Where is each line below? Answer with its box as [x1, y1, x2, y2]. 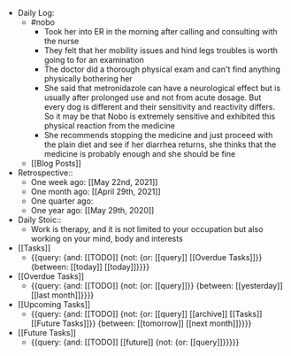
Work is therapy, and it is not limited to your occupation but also [30, 224, 264, 234]
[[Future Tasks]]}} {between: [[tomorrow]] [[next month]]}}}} [30, 318, 252, 329]
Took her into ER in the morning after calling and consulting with [43, 27, 278, 36]
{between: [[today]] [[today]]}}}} [30, 261, 150, 272]
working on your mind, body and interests [30, 234, 183, 244]
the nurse [43, 35, 80, 46]
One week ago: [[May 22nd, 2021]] [30, 177, 158, 187]
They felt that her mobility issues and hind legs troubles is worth [43, 45, 279, 56]
